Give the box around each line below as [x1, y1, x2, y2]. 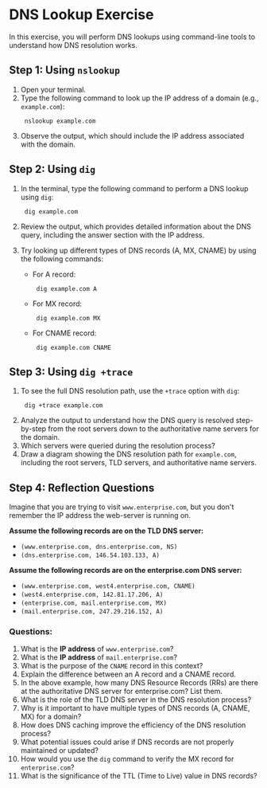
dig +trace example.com [24, 402, 103, 410]
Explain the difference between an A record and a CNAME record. [20, 669, 237, 679]
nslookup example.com [24, 117, 96, 125]
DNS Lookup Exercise [9, 6, 154, 24]
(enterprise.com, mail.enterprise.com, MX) [20, 599, 168, 607]
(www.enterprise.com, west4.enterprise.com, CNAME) [20, 582, 195, 590]
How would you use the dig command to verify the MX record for [20, 755, 234, 764]
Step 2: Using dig [9, 163, 96, 176]
